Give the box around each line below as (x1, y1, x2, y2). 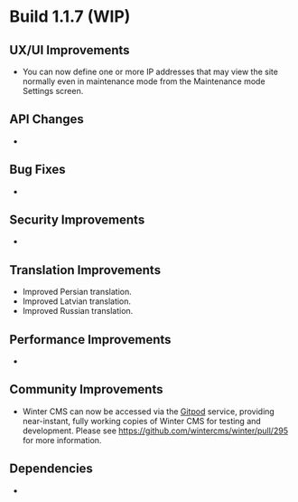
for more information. (22, 434, 102, 445)
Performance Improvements (9, 332, 172, 347)
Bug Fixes (9, 162, 66, 177)
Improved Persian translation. (22, 287, 133, 298)
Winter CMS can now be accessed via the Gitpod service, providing (22, 405, 275, 417)
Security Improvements (9, 213, 145, 228)
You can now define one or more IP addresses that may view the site (22, 66, 278, 77)
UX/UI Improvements (9, 43, 130, 58)
